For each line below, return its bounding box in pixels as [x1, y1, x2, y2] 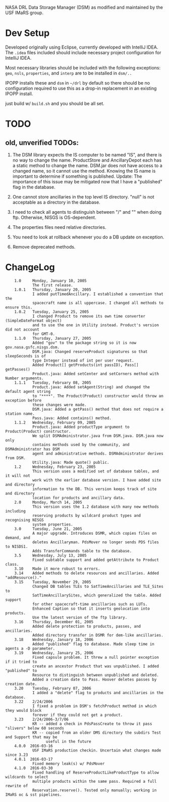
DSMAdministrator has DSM [5, 447, 60, 452]
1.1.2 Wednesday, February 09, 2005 [14, 420, 96, 425]
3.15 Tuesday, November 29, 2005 [14, 579, 92, 584]
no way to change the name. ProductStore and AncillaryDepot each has [12, 157, 162, 163]
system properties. [32, 522, 73, 527]
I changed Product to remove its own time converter [32, 313, 145, 318]
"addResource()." [5, 575, 42, 580]
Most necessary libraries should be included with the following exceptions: [5, 64, 161, 70]
